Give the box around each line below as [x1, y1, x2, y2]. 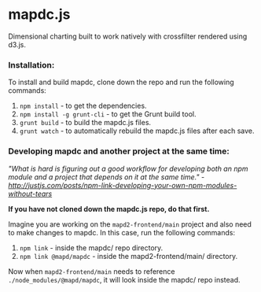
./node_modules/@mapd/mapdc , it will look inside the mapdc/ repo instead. [8, 275, 241, 284]
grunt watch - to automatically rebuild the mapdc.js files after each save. [19, 126, 255, 135]
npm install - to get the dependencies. [19, 101, 147, 111]
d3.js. [8, 39, 26, 49]
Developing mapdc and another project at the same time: [8, 146, 230, 157]
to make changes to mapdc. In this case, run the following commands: [8, 227, 236, 237]
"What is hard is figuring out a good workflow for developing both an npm [8, 164, 249, 173]
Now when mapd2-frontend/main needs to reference [8, 266, 175, 276]
